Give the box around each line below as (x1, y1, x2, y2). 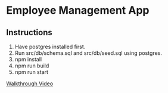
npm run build (14, 62, 49, 69)
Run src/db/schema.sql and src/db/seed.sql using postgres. (14, 49, 163, 57)
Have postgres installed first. (14, 43, 86, 50)
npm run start (14, 69, 49, 75)
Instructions (6, 27, 52, 38)
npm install (14, 56, 42, 63)
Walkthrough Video (6, 80, 54, 87)
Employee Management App (6, 4, 150, 17)
